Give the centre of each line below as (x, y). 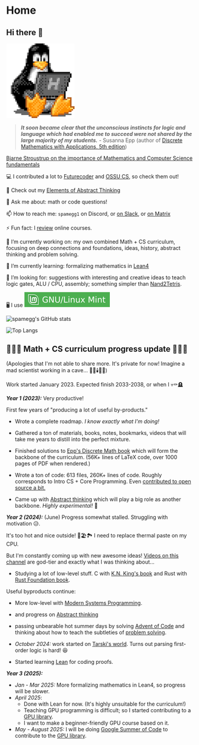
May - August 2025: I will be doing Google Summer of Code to (91, 729)
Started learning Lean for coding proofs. (64, 661)
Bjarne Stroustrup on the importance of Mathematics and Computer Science (99, 158)
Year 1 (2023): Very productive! (45, 398)
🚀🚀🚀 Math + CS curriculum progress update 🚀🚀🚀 (97, 349)
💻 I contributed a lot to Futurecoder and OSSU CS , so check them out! (93, 176)
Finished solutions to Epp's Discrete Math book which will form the (96, 450)
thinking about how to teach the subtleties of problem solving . (91, 632)
